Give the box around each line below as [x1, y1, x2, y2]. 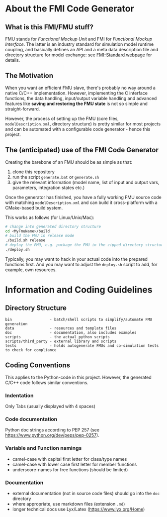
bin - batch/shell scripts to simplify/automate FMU [5, 317, 153, 322]
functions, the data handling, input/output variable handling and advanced [5, 95, 157, 101]
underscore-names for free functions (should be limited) [12, 466, 128, 473]
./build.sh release [5, 238, 46, 243]
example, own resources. [5, 267, 57, 273]
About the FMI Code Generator [5, 3, 134, 14]
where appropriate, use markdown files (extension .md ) [12, 501, 125, 507]
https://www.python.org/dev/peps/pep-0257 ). [5, 432, 99, 438]
